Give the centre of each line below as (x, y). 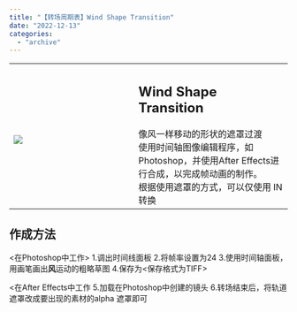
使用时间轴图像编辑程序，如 (196, 147)
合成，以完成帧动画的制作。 (205, 173)
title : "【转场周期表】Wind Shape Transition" (92, 17)
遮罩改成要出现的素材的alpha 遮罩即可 (78, 298)
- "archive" (39, 42)
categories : (31, 34)
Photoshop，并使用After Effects (205, 160)
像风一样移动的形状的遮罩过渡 (200, 133)
